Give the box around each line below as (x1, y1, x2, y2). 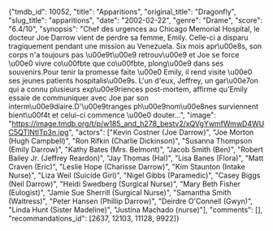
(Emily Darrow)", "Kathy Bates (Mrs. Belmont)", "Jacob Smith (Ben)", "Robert (8, 145, 264, 154)
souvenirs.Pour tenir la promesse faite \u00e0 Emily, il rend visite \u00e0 (8, 67, 253, 76)
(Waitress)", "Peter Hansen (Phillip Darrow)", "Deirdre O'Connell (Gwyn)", (8, 196, 253, 206)
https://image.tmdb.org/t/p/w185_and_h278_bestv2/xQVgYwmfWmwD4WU (11, 119, 265, 128)
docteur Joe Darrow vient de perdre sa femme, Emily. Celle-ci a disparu (8, 32, 249, 42)
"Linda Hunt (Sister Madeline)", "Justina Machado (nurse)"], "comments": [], (8, 205, 263, 214)
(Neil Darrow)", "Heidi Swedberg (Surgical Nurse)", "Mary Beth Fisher (8, 179, 241, 189)
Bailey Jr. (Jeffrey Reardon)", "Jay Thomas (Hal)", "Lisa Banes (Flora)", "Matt (8, 153, 264, 163)
